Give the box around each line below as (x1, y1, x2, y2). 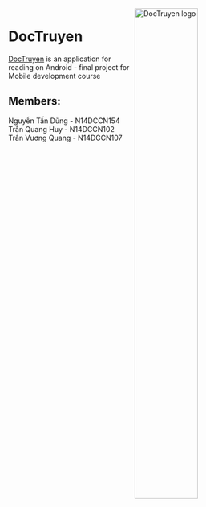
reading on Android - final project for (8, 62, 130, 72)
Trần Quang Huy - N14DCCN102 (8, 124, 115, 134)
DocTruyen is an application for (8, 54, 111, 64)
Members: (8, 94, 62, 108)
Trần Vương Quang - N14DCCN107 (8, 133, 123, 142)
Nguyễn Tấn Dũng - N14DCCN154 (8, 116, 120, 126)
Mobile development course (8, 71, 101, 80)
